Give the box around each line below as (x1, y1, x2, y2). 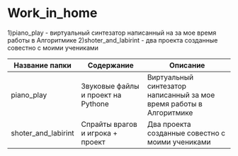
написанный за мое (147, 90, 215, 100)
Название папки (13, 60, 72, 70)
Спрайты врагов (81, 119, 138, 129)
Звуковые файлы (81, 81, 140, 91)
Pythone (81, 99, 110, 108)
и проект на (81, 90, 122, 100)
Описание (169, 60, 205, 70)
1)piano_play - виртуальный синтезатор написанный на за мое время (7, 28, 217, 37)
